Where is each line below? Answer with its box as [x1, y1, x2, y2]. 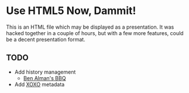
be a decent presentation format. [6, 36, 86, 43]
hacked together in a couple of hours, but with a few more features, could [6, 29, 184, 36]
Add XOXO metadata [14, 81, 65, 88]
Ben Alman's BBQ [23, 74, 66, 81]
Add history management [14, 68, 76, 75]
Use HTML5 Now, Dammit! [6, 4, 136, 18]
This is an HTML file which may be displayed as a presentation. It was [6, 23, 174, 30]
